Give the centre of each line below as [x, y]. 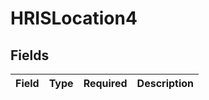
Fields [30, 55]
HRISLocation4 [74, 18]
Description [165, 83]
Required [105, 83]
